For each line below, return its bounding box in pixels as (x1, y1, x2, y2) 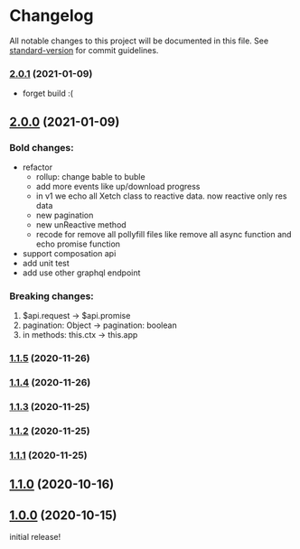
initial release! (9, 532, 61, 543)
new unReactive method (35, 219, 127, 230)
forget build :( (22, 88, 74, 99)
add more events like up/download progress (35, 181, 201, 191)
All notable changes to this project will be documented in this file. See (9, 35, 269, 46)
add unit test (22, 257, 70, 268)
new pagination (35, 209, 94, 220)
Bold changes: (9, 141, 74, 154)
